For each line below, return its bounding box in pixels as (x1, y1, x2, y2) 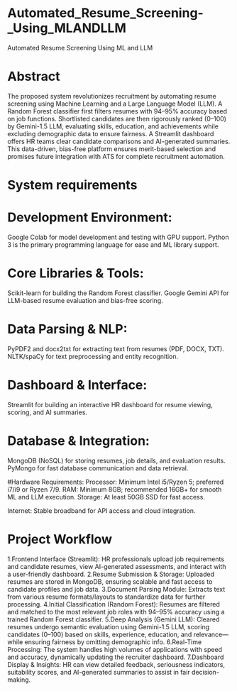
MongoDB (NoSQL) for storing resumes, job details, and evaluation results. (7, 456, 226, 465)
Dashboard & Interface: (7, 377, 148, 393)
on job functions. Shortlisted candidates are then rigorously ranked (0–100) (7, 114, 227, 123)
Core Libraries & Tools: (7, 265, 144, 282)
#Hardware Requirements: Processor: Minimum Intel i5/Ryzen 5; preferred (7, 477, 224, 486)
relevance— (193, 630, 229, 639)
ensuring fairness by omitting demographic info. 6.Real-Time (24, 637, 202, 646)
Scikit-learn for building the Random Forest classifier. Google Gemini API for (7, 289, 229, 297)
